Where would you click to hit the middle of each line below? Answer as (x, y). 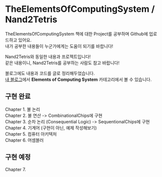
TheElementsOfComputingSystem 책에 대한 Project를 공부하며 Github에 (77, 34)
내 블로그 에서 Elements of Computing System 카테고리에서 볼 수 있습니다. (79, 79)
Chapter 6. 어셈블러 (24, 140)
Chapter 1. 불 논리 (23, 109)
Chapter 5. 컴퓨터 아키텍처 (31, 134)
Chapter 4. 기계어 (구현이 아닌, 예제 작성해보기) (51, 128)
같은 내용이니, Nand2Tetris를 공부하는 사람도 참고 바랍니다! (62, 63)
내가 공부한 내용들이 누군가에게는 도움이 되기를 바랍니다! (59, 46)
